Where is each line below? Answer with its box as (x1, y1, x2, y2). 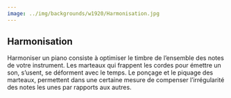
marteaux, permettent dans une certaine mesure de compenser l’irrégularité (7, 76, 225, 84)
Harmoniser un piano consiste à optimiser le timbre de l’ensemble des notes (7, 54, 224, 62)
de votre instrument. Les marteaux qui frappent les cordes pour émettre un (7, 61, 222, 70)
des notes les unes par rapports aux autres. (7, 84, 132, 92)
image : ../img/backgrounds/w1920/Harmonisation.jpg (7, 10, 160, 17)
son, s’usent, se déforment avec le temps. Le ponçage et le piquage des (7, 68, 214, 77)
